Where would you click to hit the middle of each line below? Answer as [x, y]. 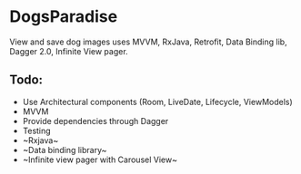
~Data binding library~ [65, 150]
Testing [37, 130]
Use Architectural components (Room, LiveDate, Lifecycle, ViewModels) [157, 101]
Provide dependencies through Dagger [95, 121]
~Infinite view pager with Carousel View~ [100, 159]
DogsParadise [64, 17]
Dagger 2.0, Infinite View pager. [69, 51]
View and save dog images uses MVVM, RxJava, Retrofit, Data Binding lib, [149, 42]
